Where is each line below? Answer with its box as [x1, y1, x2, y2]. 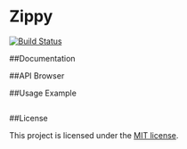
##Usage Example [9, 87, 77, 98]
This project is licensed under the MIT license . [9, 129, 179, 140]
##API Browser [9, 70, 65, 81]
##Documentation [9, 53, 76, 63]
